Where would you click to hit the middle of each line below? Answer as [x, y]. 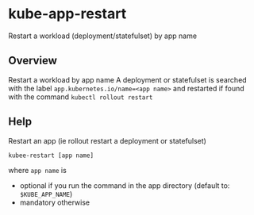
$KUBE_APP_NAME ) [46, 194]
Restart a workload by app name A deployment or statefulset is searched [128, 79]
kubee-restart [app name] [51, 155]
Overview [33, 61]
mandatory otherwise [54, 202]
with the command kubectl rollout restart [81, 97]
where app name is [38, 171]
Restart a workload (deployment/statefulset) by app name [102, 36]
